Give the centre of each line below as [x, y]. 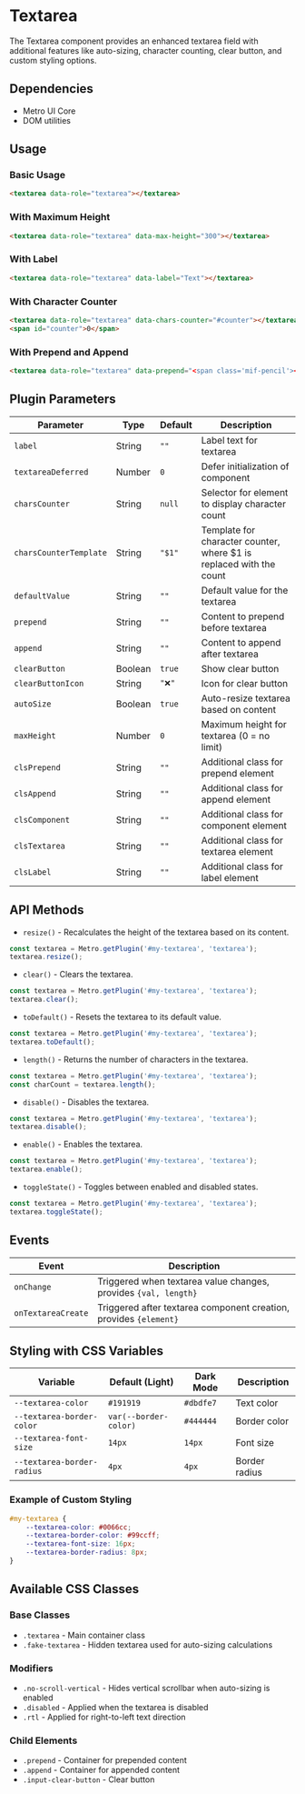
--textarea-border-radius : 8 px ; [87, 1553]
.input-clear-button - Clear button [89, 1779]
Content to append [241, 642]
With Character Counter [64, 301]
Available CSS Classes [74, 1589]
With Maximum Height [60, 217]
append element [236, 799]
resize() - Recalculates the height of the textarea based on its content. [156, 932]
